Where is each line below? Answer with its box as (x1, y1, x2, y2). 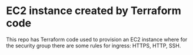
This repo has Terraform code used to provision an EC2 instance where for (6, 36, 188, 43)
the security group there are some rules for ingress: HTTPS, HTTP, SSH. (6, 42, 181, 49)
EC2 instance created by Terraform (6, 4, 181, 18)
